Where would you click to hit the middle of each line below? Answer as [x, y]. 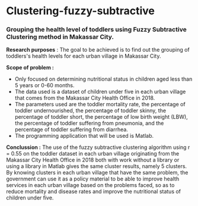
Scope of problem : [30, 68]
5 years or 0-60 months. [44, 85]
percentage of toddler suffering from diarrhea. [71, 129]
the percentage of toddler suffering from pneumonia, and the [89, 123]
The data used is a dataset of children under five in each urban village [100, 92]
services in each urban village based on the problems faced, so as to [90, 185]
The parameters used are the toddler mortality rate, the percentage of [100, 104]
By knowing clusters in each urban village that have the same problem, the [97, 173]
